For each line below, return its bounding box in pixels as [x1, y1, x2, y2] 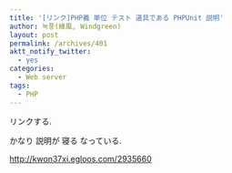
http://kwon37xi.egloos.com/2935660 [9, 153, 152, 164]
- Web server [17, 73, 67, 82]
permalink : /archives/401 [9, 38, 107, 48]
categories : [9, 65, 55, 74]
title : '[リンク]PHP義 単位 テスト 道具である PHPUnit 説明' [9, 13, 225, 23]
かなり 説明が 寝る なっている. [9, 135, 123, 146]
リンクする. [9, 116, 53, 127]
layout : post [9, 30, 59, 39]
